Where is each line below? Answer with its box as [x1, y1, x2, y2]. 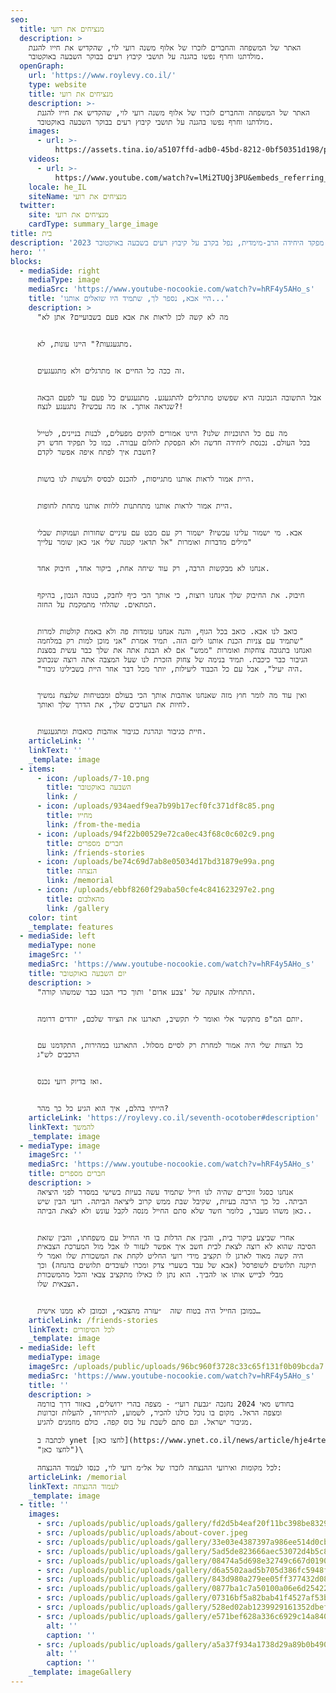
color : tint [28, 912, 78, 923]
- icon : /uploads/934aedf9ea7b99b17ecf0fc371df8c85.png [36, 801, 275, 811]
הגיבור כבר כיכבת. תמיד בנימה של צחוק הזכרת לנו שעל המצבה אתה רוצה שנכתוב [36, 654, 308, 665]
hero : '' [10, 247, 47, 257]
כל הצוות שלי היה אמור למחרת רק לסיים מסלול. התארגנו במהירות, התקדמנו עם [36, 1041, 303, 1051]
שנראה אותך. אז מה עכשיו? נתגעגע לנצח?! [36, 402, 184, 412]
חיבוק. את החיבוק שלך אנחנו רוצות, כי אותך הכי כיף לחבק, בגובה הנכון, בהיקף [36, 591, 305, 601]
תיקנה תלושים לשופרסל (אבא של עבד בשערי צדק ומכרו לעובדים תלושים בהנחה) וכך [36, 1261, 317, 1271]
